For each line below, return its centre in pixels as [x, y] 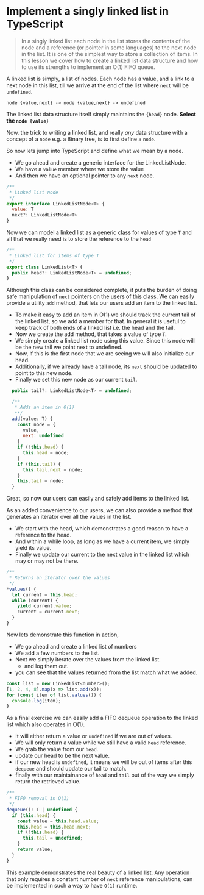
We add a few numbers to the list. [57, 653]
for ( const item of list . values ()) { [54, 695]
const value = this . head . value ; [58, 821]
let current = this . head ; [45, 595]
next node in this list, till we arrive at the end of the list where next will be [97, 85]
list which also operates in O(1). [46, 724]
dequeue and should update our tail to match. [71, 769]
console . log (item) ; [37, 701]
